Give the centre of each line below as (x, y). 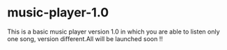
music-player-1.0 (58, 13)
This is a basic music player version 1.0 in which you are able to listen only (114, 32)
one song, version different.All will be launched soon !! (85, 38)
